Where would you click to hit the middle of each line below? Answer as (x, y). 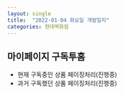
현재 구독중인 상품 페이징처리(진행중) (67, 75)
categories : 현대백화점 (38, 26)
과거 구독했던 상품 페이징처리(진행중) (67, 84)
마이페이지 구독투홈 (46, 56)
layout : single (29, 14)
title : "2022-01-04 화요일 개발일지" (59, 20)
